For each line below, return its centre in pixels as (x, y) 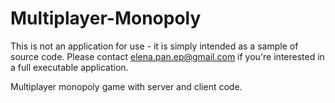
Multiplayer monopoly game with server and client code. (126, 86)
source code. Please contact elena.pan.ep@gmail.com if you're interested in (167, 56)
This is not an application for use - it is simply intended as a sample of (154, 46)
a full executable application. (69, 67)
